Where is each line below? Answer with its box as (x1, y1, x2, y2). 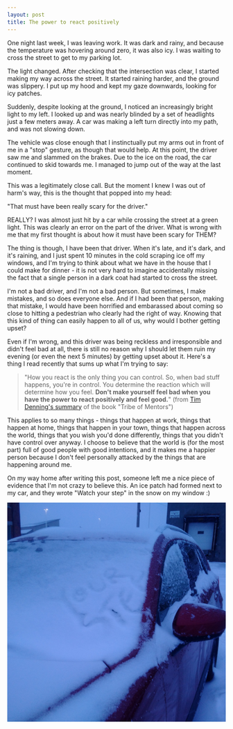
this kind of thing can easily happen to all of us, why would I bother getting (7, 317, 221, 325)
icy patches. (7, 89, 42, 97)
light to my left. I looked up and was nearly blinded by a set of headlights (7, 110, 215, 118)
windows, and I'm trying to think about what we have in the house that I (7, 258, 212, 267)
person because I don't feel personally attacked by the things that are (7, 453, 206, 461)
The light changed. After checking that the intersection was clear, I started (7, 67, 220, 75)
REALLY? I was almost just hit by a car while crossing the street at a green (7, 216, 218, 224)
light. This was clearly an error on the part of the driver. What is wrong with (7, 223, 222, 231)
